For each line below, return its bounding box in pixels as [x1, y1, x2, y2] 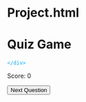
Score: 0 [7, 71, 32, 80]
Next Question [10, 87, 47, 94]
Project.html [7, 5, 80, 21]
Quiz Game [7, 37, 72, 53]
